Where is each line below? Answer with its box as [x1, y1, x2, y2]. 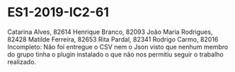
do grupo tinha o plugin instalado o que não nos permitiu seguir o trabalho [7, 50, 224, 59]
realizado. [7, 57, 37, 66]
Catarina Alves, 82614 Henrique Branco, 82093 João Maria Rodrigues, [7, 28, 213, 36]
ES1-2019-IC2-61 [7, 4, 110, 20]
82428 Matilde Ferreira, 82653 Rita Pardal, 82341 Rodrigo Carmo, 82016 [7, 35, 219, 43]
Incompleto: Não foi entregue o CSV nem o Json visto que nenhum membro [7, 42, 229, 51]
